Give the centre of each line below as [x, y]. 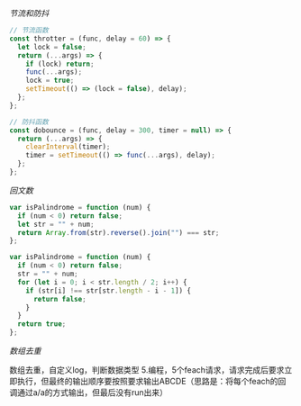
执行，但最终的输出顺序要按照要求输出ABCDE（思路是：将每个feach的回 [151, 381]
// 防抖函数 [29, 122]
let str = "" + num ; [56, 224]
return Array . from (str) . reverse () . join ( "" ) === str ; [119, 232]
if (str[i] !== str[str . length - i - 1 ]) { [109, 291]
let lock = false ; [52, 47]
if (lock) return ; [60, 64]
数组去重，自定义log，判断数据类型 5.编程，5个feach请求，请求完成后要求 [147, 370]
